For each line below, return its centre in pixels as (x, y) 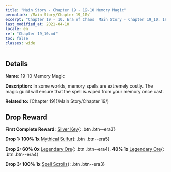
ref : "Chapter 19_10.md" (32, 34)
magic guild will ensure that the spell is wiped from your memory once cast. (85, 91)
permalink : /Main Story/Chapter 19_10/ (48, 15)
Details (17, 64)
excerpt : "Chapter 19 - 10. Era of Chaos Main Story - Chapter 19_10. (83, 19)
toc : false (17, 39)
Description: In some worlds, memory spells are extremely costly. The (79, 86)
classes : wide (20, 43)
